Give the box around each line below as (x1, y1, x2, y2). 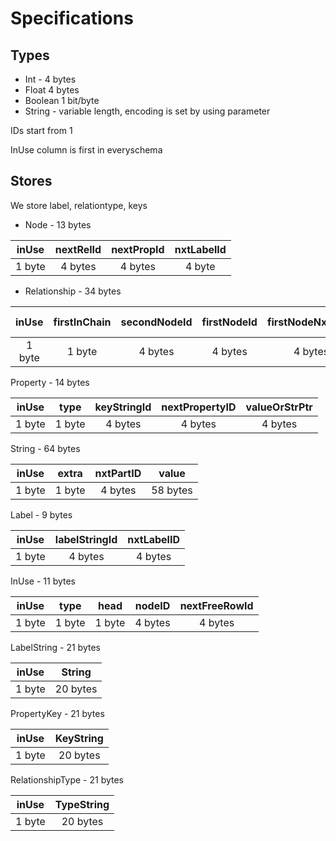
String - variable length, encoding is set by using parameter (24, 105, 271, 117)
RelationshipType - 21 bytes (10, 773, 125, 786)
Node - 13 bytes (24, 218, 92, 231)
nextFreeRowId (179, 598, 254, 612)
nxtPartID (94, 466, 142, 480)
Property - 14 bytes (10, 376, 90, 388)
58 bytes (151, 483, 193, 497)
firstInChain (53, 315, 112, 329)
